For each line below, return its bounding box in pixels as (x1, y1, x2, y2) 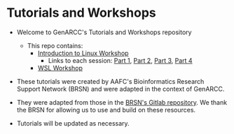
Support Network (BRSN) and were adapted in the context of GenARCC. (16, 84, 225, 93)
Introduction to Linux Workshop (37, 49, 129, 57)
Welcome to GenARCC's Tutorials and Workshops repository (16, 28, 192, 36)
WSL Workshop (37, 64, 83, 72)
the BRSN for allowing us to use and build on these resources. (16, 105, 196, 114)
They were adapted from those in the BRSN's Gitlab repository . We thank (16, 98, 228, 106)
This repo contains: (27, 41, 83, 50)
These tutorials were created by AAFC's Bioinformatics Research (16, 77, 205, 85)
